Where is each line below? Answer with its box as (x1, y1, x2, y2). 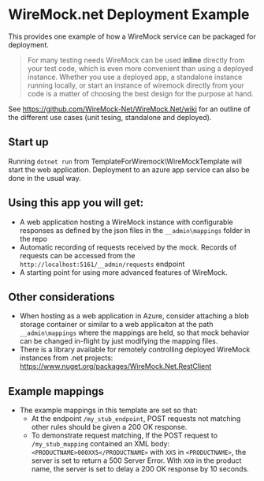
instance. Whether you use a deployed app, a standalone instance (27, 72, 243, 81)
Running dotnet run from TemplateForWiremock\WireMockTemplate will (8, 156, 243, 166)
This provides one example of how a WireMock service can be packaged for (8, 32, 256, 41)
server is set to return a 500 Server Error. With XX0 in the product (31, 456, 242, 465)
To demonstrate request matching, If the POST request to (31, 430, 218, 440)
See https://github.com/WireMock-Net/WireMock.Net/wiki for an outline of (8, 104, 251, 114)
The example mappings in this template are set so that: (19, 405, 199, 415)
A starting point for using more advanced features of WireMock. (19, 267, 228, 277)
